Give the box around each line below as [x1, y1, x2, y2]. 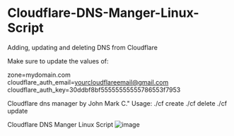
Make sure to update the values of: [7, 56, 109, 65]
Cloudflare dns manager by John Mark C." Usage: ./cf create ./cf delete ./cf [7, 99, 228, 107]
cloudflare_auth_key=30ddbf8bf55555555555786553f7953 [7, 85, 181, 94]
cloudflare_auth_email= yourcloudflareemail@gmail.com [7, 78, 169, 86]
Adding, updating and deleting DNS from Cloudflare [7, 43, 158, 51]
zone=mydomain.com [7, 70, 71, 79]
